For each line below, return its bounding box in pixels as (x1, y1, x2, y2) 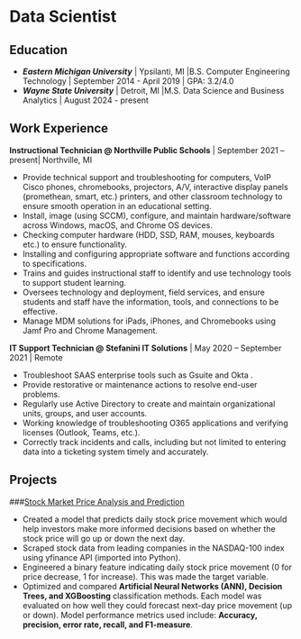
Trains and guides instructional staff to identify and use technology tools (22, 268, 292, 278)
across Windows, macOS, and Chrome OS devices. (22, 219, 214, 231)
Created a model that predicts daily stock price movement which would (22, 514, 287, 525)
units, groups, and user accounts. (22, 407, 148, 418)
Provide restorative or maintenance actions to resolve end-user (22, 379, 258, 389)
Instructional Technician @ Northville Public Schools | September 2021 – (9, 144, 286, 155)
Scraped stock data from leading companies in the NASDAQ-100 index (22, 543, 286, 553)
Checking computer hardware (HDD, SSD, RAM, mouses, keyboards (22, 229, 275, 240)
